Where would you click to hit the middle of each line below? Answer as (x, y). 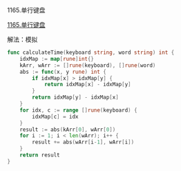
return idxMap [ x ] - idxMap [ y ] (87, 85)
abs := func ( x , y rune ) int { (63, 72)
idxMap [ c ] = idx (55, 117)
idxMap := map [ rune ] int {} (57, 59)
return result (40, 155)
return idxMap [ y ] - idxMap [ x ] (75, 98)
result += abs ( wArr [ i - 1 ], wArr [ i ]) (83, 142)
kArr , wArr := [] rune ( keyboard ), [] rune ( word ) (88, 65)
